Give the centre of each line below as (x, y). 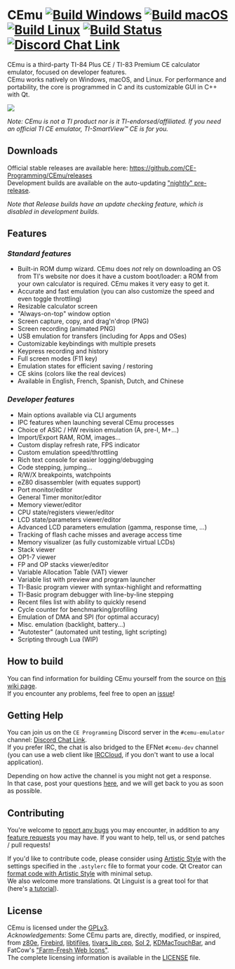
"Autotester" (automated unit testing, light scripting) (92, 632)
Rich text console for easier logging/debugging (86, 460)
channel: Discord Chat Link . (47, 740)
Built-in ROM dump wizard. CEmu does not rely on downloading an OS (119, 269)
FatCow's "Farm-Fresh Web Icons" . (58, 950)
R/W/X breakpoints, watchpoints (64, 475)
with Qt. (19, 94)
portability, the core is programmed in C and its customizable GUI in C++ (112, 87)
